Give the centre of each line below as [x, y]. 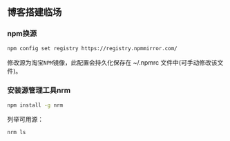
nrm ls [17, 132]
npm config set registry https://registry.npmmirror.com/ [92, 48]
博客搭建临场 [35, 12]
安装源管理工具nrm [39, 90]
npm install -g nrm [35, 105]
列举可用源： [25, 119]
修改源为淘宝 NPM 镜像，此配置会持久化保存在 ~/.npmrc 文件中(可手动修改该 [112, 62]
